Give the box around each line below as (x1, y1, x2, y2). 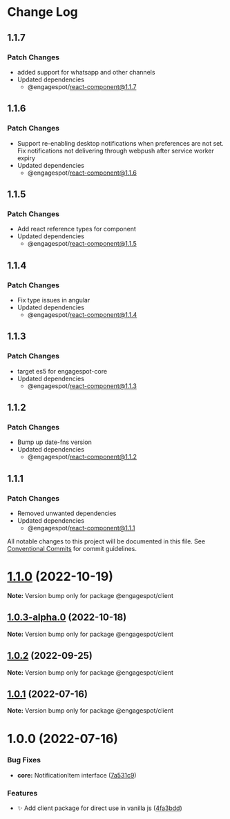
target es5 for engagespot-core (17, 367, 108, 375)
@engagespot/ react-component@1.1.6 (27, 168, 137, 177)
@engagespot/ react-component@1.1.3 (27, 381, 137, 390)
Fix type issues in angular (17, 296, 90, 304)
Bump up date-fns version (17, 438, 92, 446)
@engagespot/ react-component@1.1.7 (27, 82, 137, 90)
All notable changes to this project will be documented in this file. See (7, 537, 206, 546)
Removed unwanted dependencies (17, 509, 117, 517)
